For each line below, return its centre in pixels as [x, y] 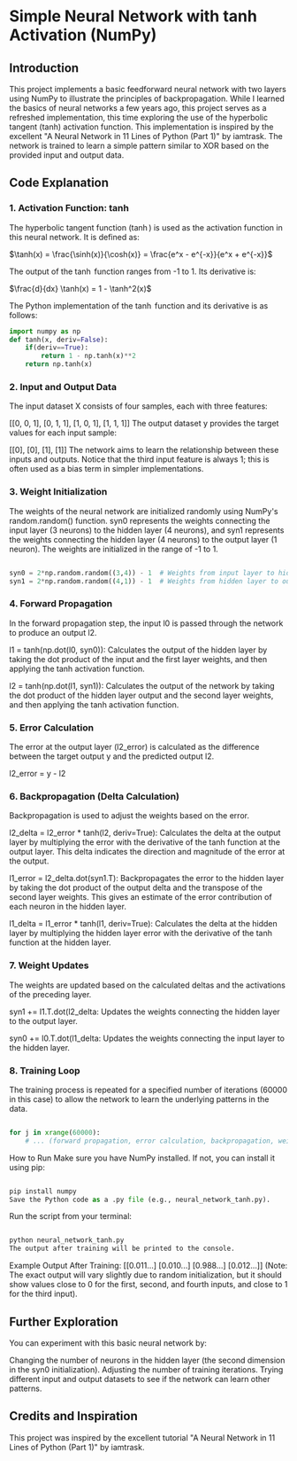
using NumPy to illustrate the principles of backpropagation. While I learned [147, 98]
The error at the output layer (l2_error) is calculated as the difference [134, 747]
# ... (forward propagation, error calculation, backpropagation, [150, 1141]
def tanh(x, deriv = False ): [59, 340]
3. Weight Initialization [58, 492]
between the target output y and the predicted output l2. [112, 756]
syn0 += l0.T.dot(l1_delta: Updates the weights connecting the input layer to [147, 1038]
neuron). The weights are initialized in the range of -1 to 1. [114, 549]
